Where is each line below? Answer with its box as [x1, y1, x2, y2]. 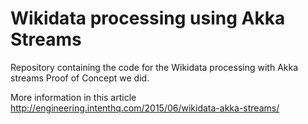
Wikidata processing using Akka [10, 7, 286, 30]
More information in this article [10, 91, 137, 103]
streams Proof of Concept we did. [10, 72, 150, 84]
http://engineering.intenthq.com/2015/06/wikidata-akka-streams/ [10, 102, 280, 114]
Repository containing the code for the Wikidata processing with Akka [10, 61, 299, 73]
